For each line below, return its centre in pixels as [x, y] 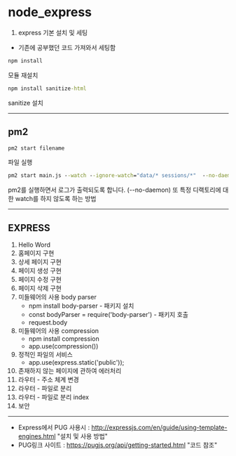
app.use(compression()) [63, 346]
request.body [48, 323]
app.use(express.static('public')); [76, 363]
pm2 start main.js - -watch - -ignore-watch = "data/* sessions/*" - [107, 176]
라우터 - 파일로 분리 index [54, 397]
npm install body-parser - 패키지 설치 [81, 306]
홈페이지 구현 [36, 253]
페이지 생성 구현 [40, 271]
